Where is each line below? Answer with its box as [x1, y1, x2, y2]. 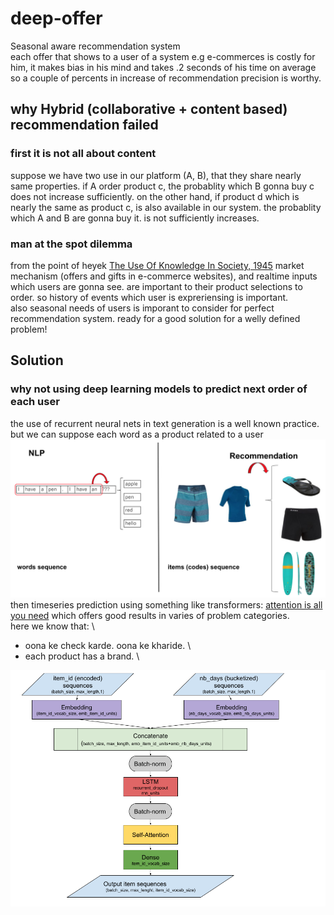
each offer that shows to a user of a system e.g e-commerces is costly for [10, 50, 316, 62]
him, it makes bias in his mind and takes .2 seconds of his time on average [10, 61, 317, 73]
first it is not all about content [10, 147, 157, 161]
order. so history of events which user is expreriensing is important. [10, 291, 289, 303]
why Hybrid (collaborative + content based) [10, 101, 288, 118]
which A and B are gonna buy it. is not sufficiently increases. [10, 212, 260, 224]
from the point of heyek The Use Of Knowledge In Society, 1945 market [10, 259, 305, 271]
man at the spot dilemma [10, 237, 133, 251]
